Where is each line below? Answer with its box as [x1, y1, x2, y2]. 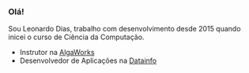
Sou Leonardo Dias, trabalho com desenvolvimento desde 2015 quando [8, 24, 241, 34]
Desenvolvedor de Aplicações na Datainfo [19, 56, 157, 65]
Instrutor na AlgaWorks [19, 48, 95, 57]
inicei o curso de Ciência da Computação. [8, 32, 145, 42]
